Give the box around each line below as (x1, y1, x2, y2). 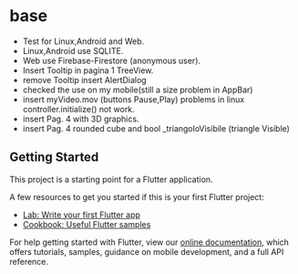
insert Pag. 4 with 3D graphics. (22, 113, 139, 124)
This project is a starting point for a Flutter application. (9, 174, 213, 184)
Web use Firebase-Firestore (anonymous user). (22, 55, 201, 66)
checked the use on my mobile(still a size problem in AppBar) (22, 84, 253, 95)
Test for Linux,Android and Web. (22, 36, 145, 47)
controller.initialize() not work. (22, 103, 135, 114)
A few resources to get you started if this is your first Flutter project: (9, 191, 264, 202)
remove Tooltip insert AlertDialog (22, 74, 148, 85)
